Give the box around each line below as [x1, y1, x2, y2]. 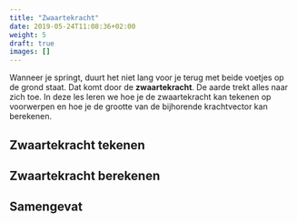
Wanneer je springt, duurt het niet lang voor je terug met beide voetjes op [9, 72, 284, 83]
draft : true [9, 38, 54, 48]
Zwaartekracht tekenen [9, 137, 145, 153]
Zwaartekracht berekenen [9, 167, 161, 183]
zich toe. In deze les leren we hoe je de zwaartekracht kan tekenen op [9, 92, 272, 103]
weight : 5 [9, 30, 47, 39]
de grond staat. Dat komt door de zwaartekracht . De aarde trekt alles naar [9, 82, 289, 93]
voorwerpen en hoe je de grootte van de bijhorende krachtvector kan [9, 101, 268, 112]
